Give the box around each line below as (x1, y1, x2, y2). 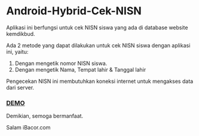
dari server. (6, 84, 35, 91)
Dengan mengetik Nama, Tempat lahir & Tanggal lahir (14, 66, 146, 73)
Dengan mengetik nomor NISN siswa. (14, 60, 108, 67)
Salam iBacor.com (6, 124, 51, 131)
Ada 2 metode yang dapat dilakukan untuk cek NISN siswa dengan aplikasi (6, 42, 191, 49)
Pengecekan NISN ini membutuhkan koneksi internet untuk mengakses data (6, 78, 194, 85)
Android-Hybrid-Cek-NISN (6, 4, 142, 18)
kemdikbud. (6, 30, 35, 37)
